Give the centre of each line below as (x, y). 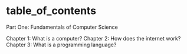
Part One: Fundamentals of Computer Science (62, 27)
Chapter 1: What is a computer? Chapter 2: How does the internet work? (93, 38)
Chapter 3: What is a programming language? (61, 45)
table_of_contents (51, 11)
